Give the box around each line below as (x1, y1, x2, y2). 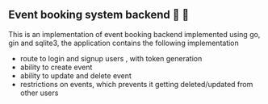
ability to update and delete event (19, 70, 132, 81)
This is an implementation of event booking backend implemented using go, (8, 29, 261, 39)
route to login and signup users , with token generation (19, 53, 203, 63)
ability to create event (19, 62, 93, 72)
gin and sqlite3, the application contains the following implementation (8, 38, 240, 48)
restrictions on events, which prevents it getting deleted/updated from (19, 79, 253, 89)
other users (19, 88, 59, 98)
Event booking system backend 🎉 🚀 (8, 8, 190, 22)
